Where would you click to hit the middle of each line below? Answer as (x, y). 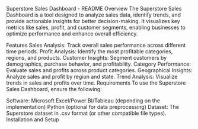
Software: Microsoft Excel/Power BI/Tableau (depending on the (83, 101)
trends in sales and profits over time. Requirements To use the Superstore (96, 83)
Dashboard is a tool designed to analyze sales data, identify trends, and (94, 15)
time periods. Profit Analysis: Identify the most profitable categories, (90, 51)
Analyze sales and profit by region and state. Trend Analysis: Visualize (92, 77)
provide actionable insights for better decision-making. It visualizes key (93, 21)
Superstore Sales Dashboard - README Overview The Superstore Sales (94, 9)
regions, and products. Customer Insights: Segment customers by (87, 58)
